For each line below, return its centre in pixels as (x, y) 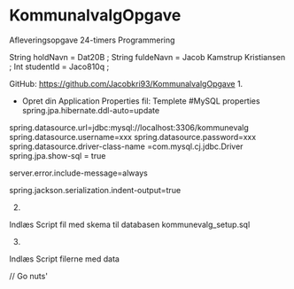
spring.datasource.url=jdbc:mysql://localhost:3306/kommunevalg (129, 127)
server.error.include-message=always (78, 173)
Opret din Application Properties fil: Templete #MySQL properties (141, 101)
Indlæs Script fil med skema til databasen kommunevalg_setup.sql (130, 224)
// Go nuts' (29, 276)
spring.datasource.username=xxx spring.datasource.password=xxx (133, 137)
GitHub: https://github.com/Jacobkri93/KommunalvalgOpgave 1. (126, 83)
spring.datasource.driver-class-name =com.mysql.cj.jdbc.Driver (126, 146)
